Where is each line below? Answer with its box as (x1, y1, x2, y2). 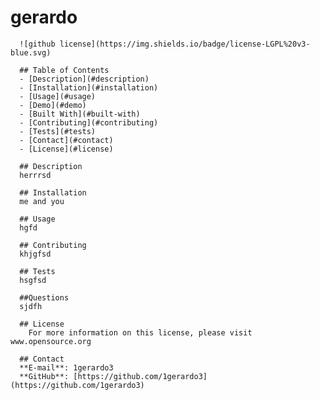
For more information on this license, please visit (28, 327, 253, 338)
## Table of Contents (19, 65, 110, 75)
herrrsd (19, 170, 52, 180)
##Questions (19, 292, 70, 303)
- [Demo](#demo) (19, 100, 87, 110)
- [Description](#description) (19, 74, 150, 84)
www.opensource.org (10, 336, 92, 346)
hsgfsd (19, 275, 47, 285)
